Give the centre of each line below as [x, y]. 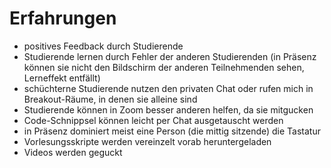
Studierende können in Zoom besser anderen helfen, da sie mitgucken [168, 109]
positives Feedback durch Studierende [103, 46]
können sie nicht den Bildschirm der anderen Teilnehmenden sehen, [164, 67]
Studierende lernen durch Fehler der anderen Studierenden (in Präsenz [170, 56]
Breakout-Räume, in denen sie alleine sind [110, 99]
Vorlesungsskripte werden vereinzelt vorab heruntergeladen [147, 141]
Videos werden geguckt [73, 152]
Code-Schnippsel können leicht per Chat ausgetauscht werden [153, 120]
